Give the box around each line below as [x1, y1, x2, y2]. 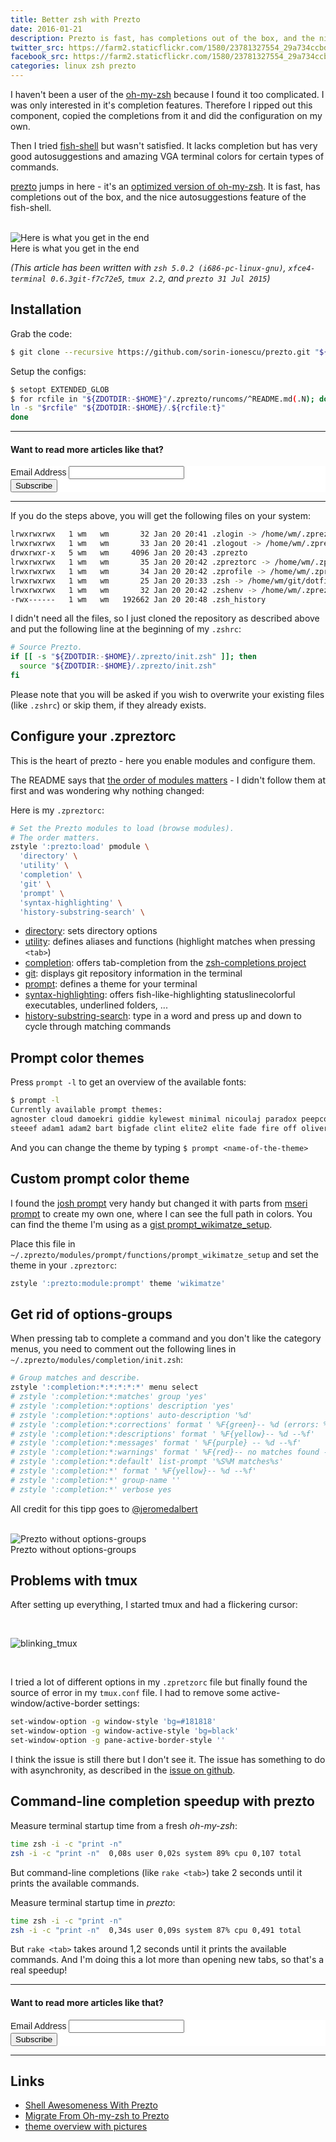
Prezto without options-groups [10, 1543, 137, 1555]
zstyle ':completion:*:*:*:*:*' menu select [10, 1382, 199, 1393]
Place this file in [10, 1237, 76, 1250]
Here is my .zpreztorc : [10, 804, 105, 816]
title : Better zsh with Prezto [10, 14, 141, 25]
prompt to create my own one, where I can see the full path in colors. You [10, 1207, 313, 1220]
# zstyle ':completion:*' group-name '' [10, 1475, 182, 1485]
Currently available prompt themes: [10, 1105, 163, 1115]
